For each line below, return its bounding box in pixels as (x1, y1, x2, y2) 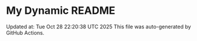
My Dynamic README (6, 4, 116, 17)
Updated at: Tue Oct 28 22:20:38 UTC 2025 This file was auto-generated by (6, 23, 191, 30)
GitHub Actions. (6, 29, 45, 36)
